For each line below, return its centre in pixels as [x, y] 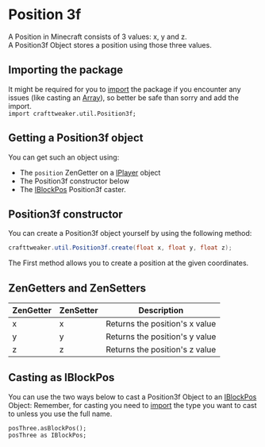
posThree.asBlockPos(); [48, 428]
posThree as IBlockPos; [48, 435]
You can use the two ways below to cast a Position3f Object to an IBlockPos [132, 397]
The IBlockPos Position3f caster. [73, 189]
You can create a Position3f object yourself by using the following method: [130, 233]
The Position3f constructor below [74, 181]
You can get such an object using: [64, 157]
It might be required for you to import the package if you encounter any [125, 89]
